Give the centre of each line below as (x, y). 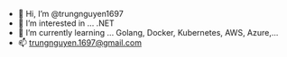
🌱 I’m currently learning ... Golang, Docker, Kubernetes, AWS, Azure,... (148, 33)
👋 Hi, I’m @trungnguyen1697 (70, 14)
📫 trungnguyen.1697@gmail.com (80, 43)
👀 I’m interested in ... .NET (66, 23)
